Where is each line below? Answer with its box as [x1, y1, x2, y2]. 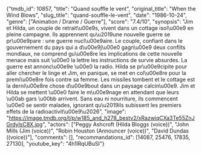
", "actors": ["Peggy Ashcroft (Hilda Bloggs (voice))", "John [42, 121, 189, 128]
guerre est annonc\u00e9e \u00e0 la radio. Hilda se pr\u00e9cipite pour [6, 63, 187, 70]
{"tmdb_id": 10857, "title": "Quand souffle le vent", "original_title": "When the [6, 5, 197, 12]
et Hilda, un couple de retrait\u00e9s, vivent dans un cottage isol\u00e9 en [6, 24, 194, 31]
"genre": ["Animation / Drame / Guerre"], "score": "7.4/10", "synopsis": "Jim [6, 18, 194, 25]
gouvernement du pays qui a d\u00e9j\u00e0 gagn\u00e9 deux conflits [6, 44, 186, 51]
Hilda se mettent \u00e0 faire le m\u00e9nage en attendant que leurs [6, 89, 180, 96]
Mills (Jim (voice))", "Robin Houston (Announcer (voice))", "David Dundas [6, 127, 189, 134]
